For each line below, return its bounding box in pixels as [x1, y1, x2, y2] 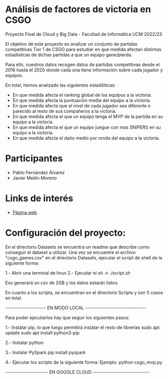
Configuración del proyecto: [5, 227, 126, 239]
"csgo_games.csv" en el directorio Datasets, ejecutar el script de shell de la [5, 254, 162, 260]
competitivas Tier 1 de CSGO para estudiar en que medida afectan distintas [5, 46, 161, 52]
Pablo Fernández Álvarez [12, 169, 65, 175]
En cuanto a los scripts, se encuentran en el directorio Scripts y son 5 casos [5, 289, 163, 295]
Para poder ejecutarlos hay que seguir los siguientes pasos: [5, 314, 130, 320]
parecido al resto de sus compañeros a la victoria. [12, 108, 117, 114]
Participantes [5, 153, 63, 164]
